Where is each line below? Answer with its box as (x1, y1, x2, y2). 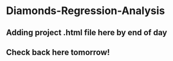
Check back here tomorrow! (6, 47, 110, 57)
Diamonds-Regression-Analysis (6, 4, 165, 18)
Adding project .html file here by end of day (6, 28, 168, 38)
